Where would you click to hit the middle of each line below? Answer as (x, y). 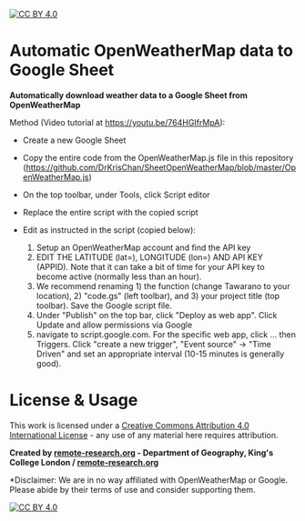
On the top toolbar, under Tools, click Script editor (117, 195)
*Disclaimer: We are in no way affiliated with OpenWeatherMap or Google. (149, 480)
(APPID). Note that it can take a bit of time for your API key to (151, 266)
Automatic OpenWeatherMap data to (152, 51)
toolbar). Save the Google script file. (104, 306)
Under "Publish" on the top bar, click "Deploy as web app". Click (157, 315)
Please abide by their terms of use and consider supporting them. (132, 489)
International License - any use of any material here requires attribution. (144, 435)
